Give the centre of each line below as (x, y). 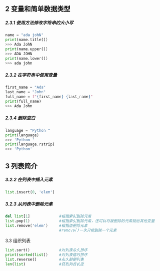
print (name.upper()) (27, 49)
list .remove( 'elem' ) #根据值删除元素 (46, 226)
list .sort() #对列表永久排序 (46, 250)
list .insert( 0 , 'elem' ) (30, 192)
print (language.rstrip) (30, 144)
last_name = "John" (26, 92)
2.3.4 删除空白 (20, 118)
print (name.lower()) (27, 58)
